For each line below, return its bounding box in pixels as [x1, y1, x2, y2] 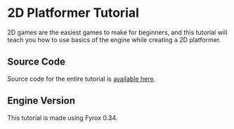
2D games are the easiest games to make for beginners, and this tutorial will [7, 28, 228, 36]
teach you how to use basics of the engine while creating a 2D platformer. [7, 35, 221, 43]
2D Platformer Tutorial [7, 5, 139, 21]
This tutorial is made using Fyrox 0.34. [7, 114, 118, 122]
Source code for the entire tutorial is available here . [7, 74, 156, 83]
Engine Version [7, 95, 76, 107]
